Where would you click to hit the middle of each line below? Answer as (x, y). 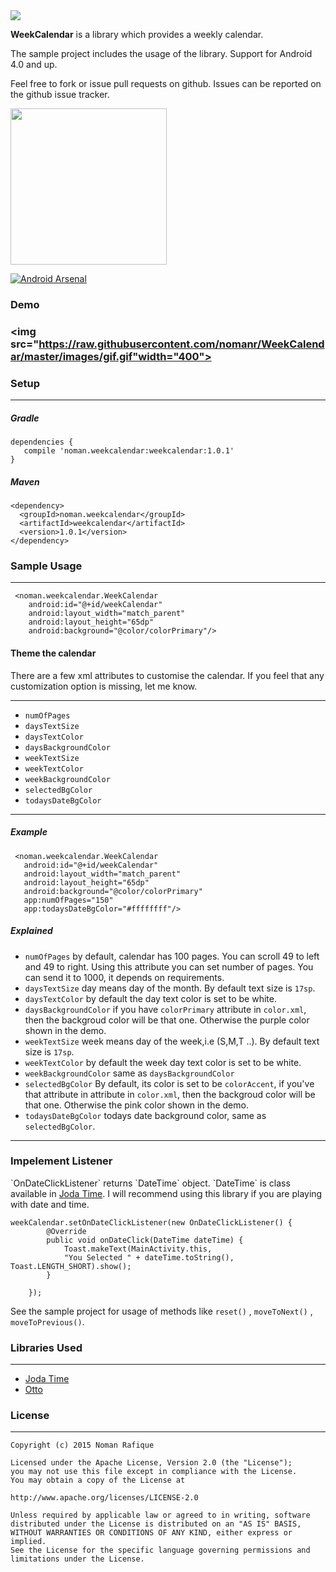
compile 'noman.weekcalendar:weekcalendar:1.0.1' (129, 451)
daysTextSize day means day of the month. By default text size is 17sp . (170, 988)
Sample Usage (46, 566)
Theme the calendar (53, 653)
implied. (28, 1542)
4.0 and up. (34, 64)
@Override (66, 1231)
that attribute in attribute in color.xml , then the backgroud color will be (170, 1094)
